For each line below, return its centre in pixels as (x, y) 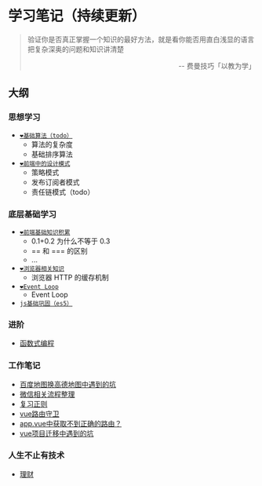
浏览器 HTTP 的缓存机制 (70, 277)
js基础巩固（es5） (46, 303)
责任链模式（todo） (63, 192)
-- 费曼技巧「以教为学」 (217, 66)
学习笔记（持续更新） (77, 16)
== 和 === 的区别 (59, 250)
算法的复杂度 (52, 144)
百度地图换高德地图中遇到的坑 (67, 384)
